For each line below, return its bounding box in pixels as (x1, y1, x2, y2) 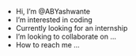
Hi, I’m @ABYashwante (15, 7, 91, 16)
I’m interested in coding (15, 15, 93, 24)
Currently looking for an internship (15, 24, 128, 32)
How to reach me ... (15, 40, 81, 50)
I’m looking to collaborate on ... (15, 32, 117, 41)
